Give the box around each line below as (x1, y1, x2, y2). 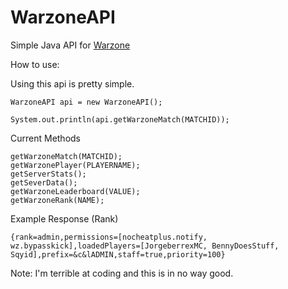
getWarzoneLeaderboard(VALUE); (10, 186, 141, 196)
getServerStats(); (10, 169, 87, 179)
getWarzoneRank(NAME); (10, 195, 105, 205)
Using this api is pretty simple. (10, 77, 135, 90)
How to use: (10, 58, 60, 70)
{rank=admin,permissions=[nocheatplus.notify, (10, 232, 208, 242)
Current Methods (10, 132, 82, 144)
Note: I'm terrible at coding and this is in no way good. (10, 267, 234, 279)
